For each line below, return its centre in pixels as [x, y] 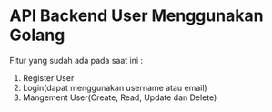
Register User [48, 77]
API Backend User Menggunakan [136, 16]
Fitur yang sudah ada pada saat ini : [76, 60]
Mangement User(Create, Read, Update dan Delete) [120, 97]
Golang [37, 35]
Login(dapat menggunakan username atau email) [115, 87]
